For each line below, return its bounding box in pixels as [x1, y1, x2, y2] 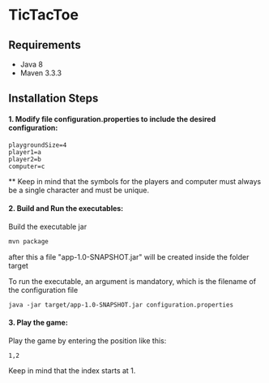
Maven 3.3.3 [19, 68, 62, 78]
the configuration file [8, 285, 79, 295]
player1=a [8, 148, 42, 156]
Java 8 [19, 59, 43, 69]
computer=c [8, 162, 45, 170]
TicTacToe [8, 6, 79, 24]
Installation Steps [8, 92, 99, 105]
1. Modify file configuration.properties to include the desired [8, 114, 216, 123]
